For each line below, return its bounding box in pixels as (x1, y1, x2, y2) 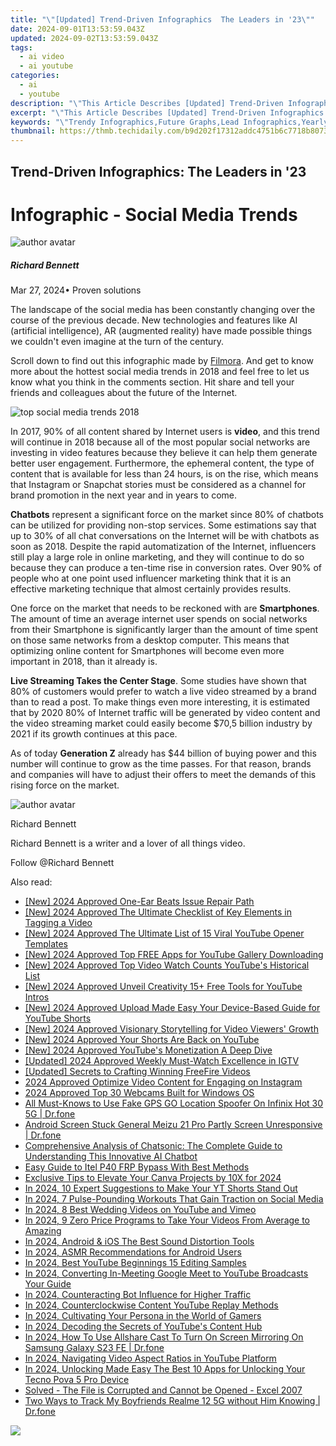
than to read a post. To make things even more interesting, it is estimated (10, 696, 311, 708)
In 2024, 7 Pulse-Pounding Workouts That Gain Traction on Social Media (24, 1193, 324, 1205)
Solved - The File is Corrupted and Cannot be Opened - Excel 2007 (24, 1384, 303, 1396)
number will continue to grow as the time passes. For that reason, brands (10, 758, 312, 770)
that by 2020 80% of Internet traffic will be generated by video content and (10, 707, 321, 719)
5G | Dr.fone (24, 1108, 76, 1120)
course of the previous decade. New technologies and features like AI (10, 314, 298, 326)
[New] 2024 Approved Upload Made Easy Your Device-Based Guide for (24, 1002, 321, 1014)
